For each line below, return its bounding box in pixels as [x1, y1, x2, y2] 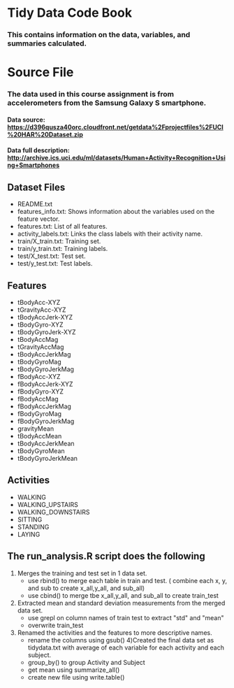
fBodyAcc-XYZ [17, 373, 61, 381]
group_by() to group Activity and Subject [27, 658, 145, 666]
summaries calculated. [7, 38, 87, 48]
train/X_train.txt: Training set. [17, 237, 101, 245]
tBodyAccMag [17, 336, 59, 344]
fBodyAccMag [17, 395, 59, 403]
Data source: [7, 115, 45, 124]
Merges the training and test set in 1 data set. [17, 568, 147, 578]
